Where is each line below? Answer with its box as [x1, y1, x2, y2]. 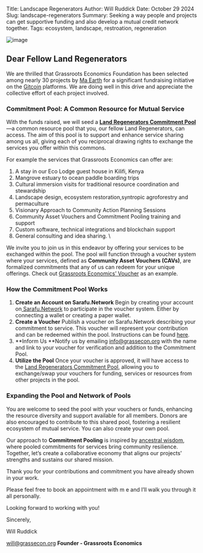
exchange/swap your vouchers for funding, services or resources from [15, 370, 193, 377]
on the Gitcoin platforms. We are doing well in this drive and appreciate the [6, 83, 193, 90]
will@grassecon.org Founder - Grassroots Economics [6, 539, 142, 546]
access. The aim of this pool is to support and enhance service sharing [6, 131, 184, 139]
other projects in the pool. [15, 376, 80, 383]
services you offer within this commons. [6, 144, 107, 151]
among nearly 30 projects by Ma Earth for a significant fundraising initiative [6, 76, 195, 84]
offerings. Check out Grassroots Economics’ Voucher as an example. [6, 270, 178, 277]
